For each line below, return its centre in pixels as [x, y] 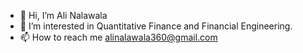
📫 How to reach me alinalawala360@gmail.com [118, 37]
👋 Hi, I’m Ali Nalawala [63, 15]
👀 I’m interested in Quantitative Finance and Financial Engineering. [156, 26]
